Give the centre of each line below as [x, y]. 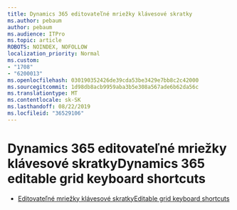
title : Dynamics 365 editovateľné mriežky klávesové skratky [100, 14]
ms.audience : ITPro [36, 34]
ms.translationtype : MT [43, 93]
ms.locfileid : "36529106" [46, 113]
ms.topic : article [35, 41]
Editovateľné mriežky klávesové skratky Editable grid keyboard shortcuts [123, 198]
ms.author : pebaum [35, 21]
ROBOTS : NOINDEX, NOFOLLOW [47, 47]
